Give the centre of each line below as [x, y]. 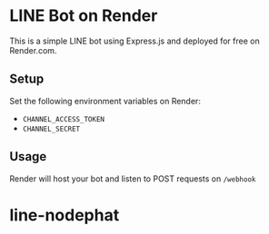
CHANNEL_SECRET [51, 129]
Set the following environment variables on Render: [105, 101]
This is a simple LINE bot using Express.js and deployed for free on [135, 41]
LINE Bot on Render [84, 16]
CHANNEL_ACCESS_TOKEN [63, 119]
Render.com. [33, 50]
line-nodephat [65, 215]
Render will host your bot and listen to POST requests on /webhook [133, 179]
